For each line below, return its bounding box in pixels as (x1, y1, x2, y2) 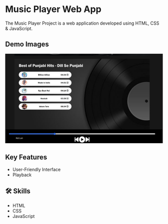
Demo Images (5, 40, 49, 49)
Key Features (5, 153, 47, 162)
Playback (12, 172, 31, 178)
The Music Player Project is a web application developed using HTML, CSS (5, 20, 159, 26)
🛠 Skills (5, 187, 31, 195)
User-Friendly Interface (12, 166, 61, 172)
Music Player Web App (5, 4, 101, 15)
